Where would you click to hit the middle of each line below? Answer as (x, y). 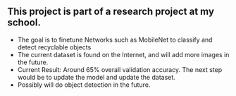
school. (24, 23)
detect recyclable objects (54, 47)
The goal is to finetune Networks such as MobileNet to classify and (115, 40)
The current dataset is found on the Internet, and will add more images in (123, 54)
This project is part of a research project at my (111, 12)
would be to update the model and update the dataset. (97, 77)
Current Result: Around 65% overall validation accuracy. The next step (120, 69)
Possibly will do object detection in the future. (84, 85)
